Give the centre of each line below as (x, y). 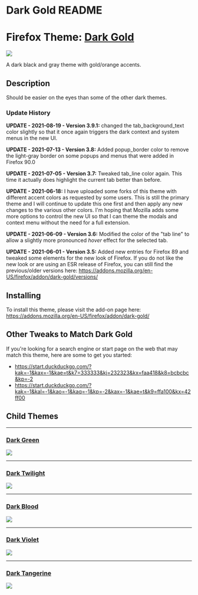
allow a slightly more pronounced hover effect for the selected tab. (87, 240)
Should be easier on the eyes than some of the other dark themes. (86, 97)
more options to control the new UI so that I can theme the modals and (92, 217)
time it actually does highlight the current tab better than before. (84, 180)
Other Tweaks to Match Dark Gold (70, 334)
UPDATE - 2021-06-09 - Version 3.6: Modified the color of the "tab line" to (98, 234)
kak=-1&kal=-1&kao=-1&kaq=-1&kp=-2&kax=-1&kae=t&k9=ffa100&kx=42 (103, 391)
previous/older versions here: (42, 271)
